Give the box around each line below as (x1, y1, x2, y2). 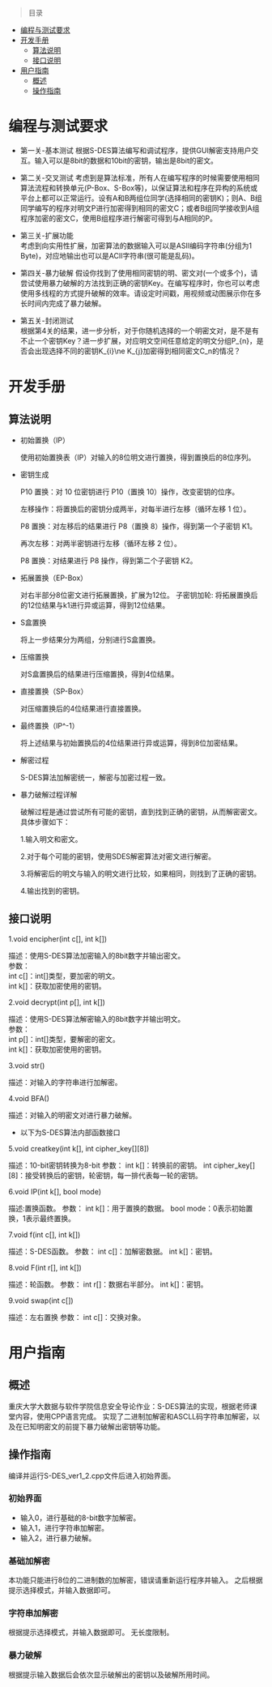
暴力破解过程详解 (19, 789, 78, 799)
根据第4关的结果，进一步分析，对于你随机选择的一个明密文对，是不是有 (19, 326, 259, 335)
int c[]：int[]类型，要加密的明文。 (8, 971, 120, 980)
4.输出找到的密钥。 (19, 886, 84, 895)
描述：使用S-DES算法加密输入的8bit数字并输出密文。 (8, 950, 185, 960)
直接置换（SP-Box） (19, 686, 88, 696)
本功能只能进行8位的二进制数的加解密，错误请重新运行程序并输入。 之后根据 (8, 1575, 263, 1585)
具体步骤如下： (19, 817, 70, 826)
